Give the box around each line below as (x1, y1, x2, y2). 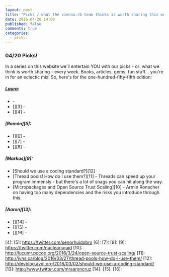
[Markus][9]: (5, 155, 33, 161)
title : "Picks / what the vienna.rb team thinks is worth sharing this (5, 12, 158, 17)
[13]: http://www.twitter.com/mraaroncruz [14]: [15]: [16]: (5, 266, 122, 272)
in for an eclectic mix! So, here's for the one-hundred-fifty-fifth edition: (5, 74, 152, 80)
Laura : (5, 85, 20, 91)
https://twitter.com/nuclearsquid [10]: (5, 245, 82, 251)
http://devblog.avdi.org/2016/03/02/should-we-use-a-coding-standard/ (5, 261, 154, 267)
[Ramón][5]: (5, 120, 32, 126)
